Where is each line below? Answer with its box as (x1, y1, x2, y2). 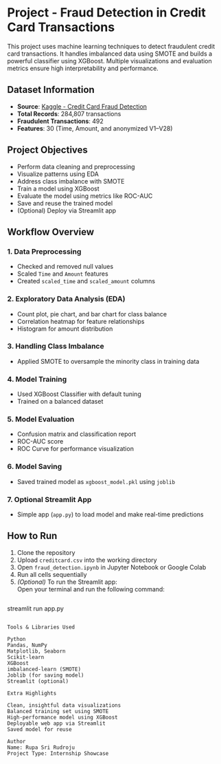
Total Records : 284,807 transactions (16, 109, 121, 118)
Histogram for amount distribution (16, 325, 113, 333)
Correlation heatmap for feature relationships (16, 317, 145, 325)
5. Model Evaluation (7, 415, 75, 424)
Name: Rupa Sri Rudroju (7, 744, 75, 751)
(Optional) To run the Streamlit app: (16, 578, 118, 586)
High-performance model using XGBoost (7, 714, 118, 721)
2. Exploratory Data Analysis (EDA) (7, 294, 126, 304)
